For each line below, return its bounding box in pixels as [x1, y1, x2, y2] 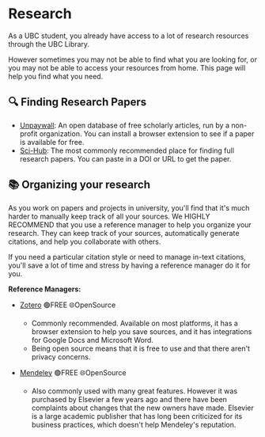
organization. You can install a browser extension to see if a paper [39, 128, 255, 139]
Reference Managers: [8, 284, 81, 294]
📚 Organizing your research [8, 178, 150, 192]
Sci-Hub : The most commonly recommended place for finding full [19, 146, 235, 155]
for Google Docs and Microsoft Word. [31, 335, 154, 344]
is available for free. [19, 137, 85, 146]
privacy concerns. [31, 351, 91, 361]
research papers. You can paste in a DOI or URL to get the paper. [19, 154, 232, 163]
